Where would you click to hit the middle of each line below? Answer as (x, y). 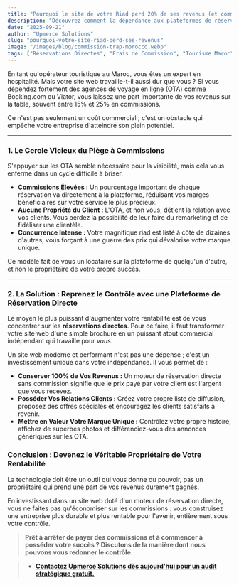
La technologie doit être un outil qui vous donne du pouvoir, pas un (105, 479)
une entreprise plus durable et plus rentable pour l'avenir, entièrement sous (118, 515)
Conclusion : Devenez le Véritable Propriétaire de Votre (105, 455)
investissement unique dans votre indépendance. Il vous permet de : (108, 363)
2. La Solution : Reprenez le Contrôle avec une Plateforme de (114, 294)
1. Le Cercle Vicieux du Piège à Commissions (86, 150)
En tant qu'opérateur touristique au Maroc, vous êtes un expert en (104, 74)
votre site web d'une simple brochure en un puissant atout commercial (111, 333)
